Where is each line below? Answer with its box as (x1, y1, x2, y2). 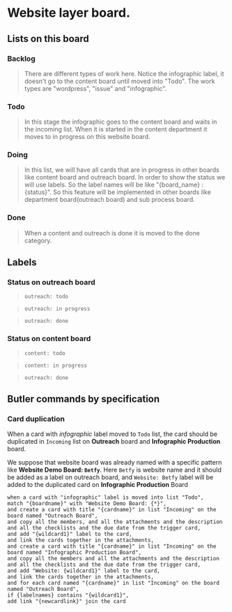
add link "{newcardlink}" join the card (7, 598, 127, 605)
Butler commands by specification (7, 393, 160, 405)
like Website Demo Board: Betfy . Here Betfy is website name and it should (7, 466, 222, 474)
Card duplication (7, 414, 65, 424)
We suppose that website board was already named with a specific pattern (7, 458, 222, 467)
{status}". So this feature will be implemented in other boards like (24, 188, 211, 196)
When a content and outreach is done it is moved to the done (24, 228, 200, 237)
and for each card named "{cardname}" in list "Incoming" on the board (7, 580, 219, 587)
